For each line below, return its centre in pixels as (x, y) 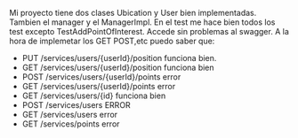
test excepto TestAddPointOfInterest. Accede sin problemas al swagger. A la (149, 31)
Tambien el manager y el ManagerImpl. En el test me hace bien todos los (142, 22)
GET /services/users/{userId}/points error (99, 86)
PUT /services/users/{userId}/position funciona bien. (119, 58)
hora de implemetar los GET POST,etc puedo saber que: (112, 41)
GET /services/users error (70, 115)
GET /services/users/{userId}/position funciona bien (118, 67)
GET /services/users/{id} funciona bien (94, 96)
